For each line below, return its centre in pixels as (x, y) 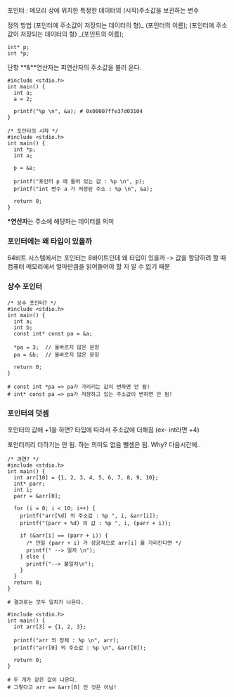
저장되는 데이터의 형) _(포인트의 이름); (72, 34)
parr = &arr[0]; (37, 496)
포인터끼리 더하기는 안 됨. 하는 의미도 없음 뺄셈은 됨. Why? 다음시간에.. (104, 444)
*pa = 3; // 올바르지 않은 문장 (57, 347)
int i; (23, 490)
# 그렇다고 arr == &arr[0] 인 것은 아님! (62, 687)
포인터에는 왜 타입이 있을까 (50, 241)
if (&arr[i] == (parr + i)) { (64, 536)
